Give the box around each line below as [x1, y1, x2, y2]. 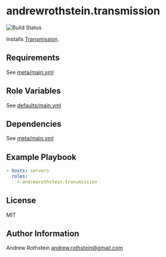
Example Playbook [6, 152, 76, 162]
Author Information [6, 228, 79, 239]
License [6, 196, 36, 206]
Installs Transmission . [6, 35, 60, 42]
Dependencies [6, 119, 62, 129]
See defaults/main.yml [6, 101, 62, 109]
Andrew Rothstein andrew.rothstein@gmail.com [6, 244, 124, 252]
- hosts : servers [6, 168, 50, 174]
